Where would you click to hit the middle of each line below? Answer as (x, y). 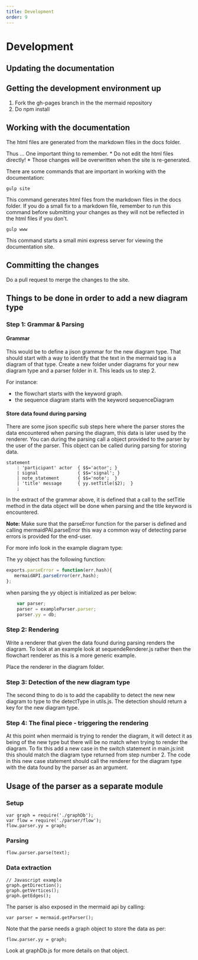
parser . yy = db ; (37, 615)
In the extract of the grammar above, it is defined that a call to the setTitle (95, 500)
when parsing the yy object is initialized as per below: (72, 592)
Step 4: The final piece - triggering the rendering (77, 723)
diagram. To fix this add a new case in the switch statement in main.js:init (95, 749)
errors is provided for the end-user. (49, 536)
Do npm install (32, 109)
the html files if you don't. (37, 218)
